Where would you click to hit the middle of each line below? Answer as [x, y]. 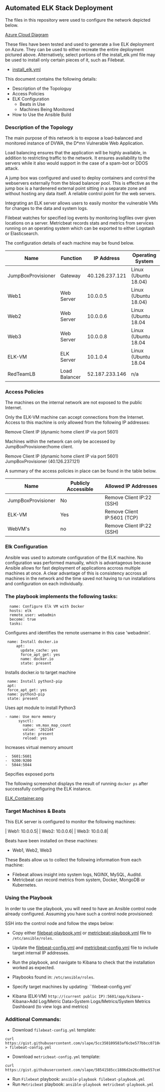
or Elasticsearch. [22, 233]
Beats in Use [32, 104]
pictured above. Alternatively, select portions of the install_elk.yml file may [80, 55]
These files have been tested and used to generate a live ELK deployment [80, 44]
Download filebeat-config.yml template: [54, 1030]
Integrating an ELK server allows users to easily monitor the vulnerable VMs [82, 203]
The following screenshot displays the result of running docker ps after [77, 784]
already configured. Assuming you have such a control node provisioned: [79, 914]
